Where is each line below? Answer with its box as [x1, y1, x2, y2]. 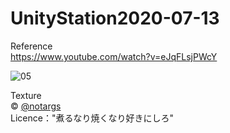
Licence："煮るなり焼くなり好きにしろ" [10, 112, 174, 124]
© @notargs [10, 100, 62, 112]
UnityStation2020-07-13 [10, 7, 220, 30]
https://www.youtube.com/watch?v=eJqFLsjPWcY [10, 50, 218, 62]
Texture [10, 89, 42, 101]
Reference [10, 40, 53, 52]
